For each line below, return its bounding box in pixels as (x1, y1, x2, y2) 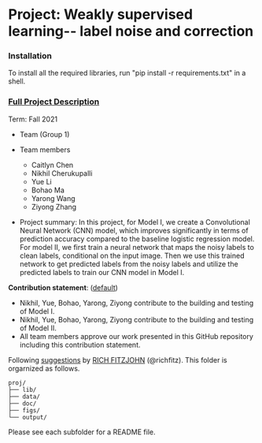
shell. (8, 76, 26, 86)
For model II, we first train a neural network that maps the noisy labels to (19, 242, 254, 251)
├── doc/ (8, 400, 37, 408)
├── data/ (8, 393, 41, 400)
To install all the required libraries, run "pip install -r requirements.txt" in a (8, 69, 246, 78)
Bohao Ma (31, 185, 65, 195)
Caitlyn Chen (31, 160, 74, 169)
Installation (8, 50, 53, 61)
